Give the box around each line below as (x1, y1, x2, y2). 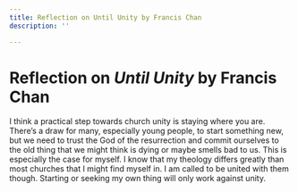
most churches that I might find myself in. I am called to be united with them (9, 163, 289, 174)
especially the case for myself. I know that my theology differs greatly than (9, 154, 285, 165)
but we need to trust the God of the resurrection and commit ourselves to (9, 135, 279, 146)
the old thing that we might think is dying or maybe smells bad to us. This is (9, 145, 287, 155)
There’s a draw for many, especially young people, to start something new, (9, 126, 284, 137)
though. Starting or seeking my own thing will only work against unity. (9, 173, 267, 184)
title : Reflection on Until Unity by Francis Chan (9, 13, 202, 22)
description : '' (9, 21, 70, 30)
